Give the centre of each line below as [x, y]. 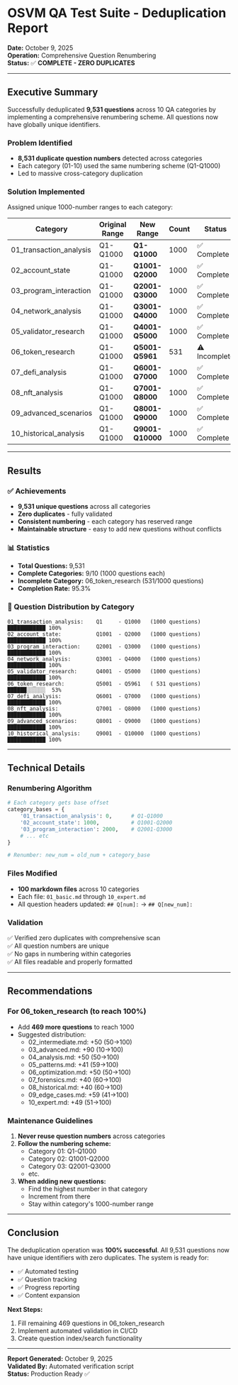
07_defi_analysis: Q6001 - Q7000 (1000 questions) [104, 696]
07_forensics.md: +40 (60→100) [75, 1079]
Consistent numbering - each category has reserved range [105, 522]
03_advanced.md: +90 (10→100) [76, 1049]
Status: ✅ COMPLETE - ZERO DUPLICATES [71, 62]
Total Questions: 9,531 [51, 566]
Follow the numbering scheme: [64, 1143]
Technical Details [46, 768]
